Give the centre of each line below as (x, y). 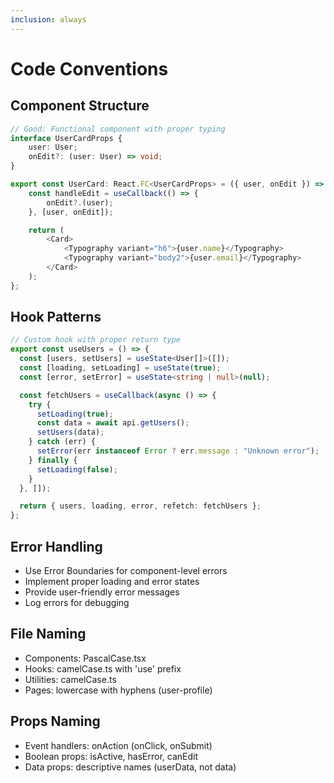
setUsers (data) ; (70, 432)
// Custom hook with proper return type (96, 340)
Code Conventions (89, 68)
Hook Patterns (56, 317)
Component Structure (80, 106)
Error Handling (56, 546)
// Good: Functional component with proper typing (118, 129)
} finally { (53, 460)
